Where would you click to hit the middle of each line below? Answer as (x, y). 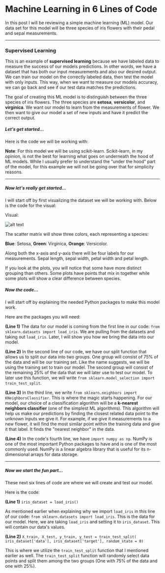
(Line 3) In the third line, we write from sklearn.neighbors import (71, 393)
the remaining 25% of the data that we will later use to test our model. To (79, 373)
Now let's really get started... (36, 188)
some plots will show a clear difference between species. (63, 279)
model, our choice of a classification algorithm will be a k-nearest (72, 403)
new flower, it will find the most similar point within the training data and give (82, 424)
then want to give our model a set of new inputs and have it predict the (77, 113)
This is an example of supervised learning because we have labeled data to (82, 61)
